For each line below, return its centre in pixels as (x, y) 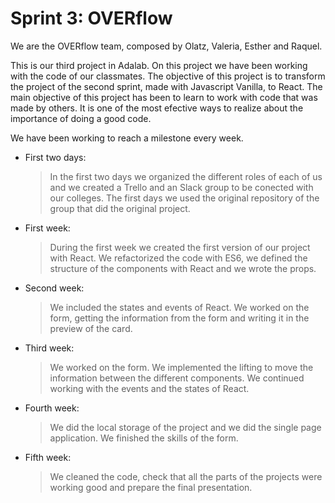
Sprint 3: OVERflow (91, 18)
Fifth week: (48, 457)
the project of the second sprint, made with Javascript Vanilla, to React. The (166, 86)
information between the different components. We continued (177, 378)
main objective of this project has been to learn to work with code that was (164, 97)
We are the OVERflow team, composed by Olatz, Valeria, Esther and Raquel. (166, 46)
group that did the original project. (120, 208)
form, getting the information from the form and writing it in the (179, 318)
